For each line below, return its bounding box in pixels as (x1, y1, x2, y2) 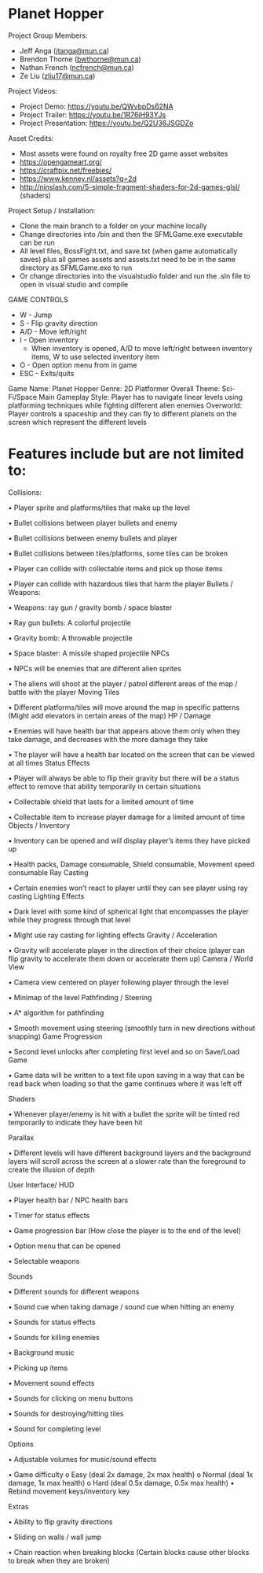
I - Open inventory (19, 335, 79, 345)
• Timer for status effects (8, 1210, 90, 1220)
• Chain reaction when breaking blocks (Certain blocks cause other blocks (8, 1547, 250, 1556)
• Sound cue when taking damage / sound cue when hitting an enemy (8, 1302, 235, 1311)
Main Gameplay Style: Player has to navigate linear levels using (38, 392, 243, 401)
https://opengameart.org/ (19, 157, 102, 166)
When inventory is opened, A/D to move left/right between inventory (31, 343, 253, 353)
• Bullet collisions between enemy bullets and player (8, 533, 178, 543)
